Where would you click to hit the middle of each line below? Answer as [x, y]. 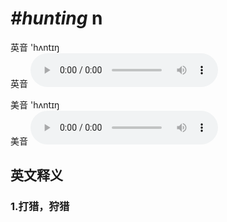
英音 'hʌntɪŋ [35, 47]
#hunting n [56, 18]
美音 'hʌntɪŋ [35, 104]
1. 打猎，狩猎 [40, 207]
